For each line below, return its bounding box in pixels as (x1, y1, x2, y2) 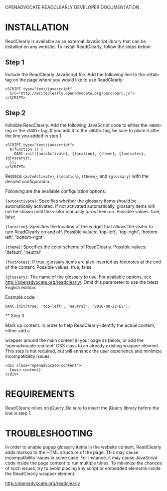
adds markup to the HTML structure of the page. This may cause (5, 449, 139, 455)
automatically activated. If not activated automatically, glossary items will (5, 203, 155, 209)
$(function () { (9, 147, 43, 152)
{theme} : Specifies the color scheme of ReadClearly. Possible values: (5, 244, 147, 250)
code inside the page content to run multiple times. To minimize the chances (5, 460, 162, 466)
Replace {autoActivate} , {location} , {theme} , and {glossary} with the (5, 173, 149, 179)
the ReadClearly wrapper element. (5, 470, 76, 477)
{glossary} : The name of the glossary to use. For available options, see (5, 274, 152, 280)
